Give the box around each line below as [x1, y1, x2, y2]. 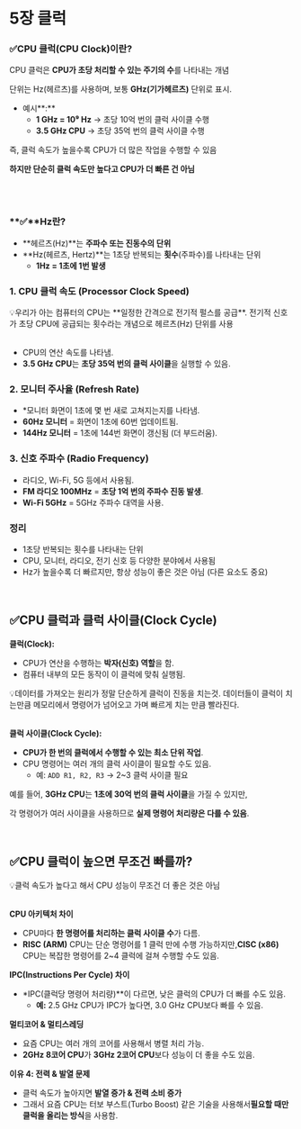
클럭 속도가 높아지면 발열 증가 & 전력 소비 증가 [22, 1087, 182, 1098]
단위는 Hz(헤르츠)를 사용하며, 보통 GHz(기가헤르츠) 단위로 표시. [9, 84, 232, 95]
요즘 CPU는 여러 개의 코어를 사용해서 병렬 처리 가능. [22, 1037, 205, 1049]
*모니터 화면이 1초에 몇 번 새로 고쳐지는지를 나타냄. [22, 405, 200, 416]
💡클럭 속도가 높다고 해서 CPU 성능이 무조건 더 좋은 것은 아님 [9, 880, 220, 890]
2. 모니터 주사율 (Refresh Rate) [9, 384, 140, 395]
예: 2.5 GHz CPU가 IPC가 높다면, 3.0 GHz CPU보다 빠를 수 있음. [35, 999, 263, 1010]
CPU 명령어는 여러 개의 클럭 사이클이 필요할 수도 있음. [22, 758, 212, 769]
